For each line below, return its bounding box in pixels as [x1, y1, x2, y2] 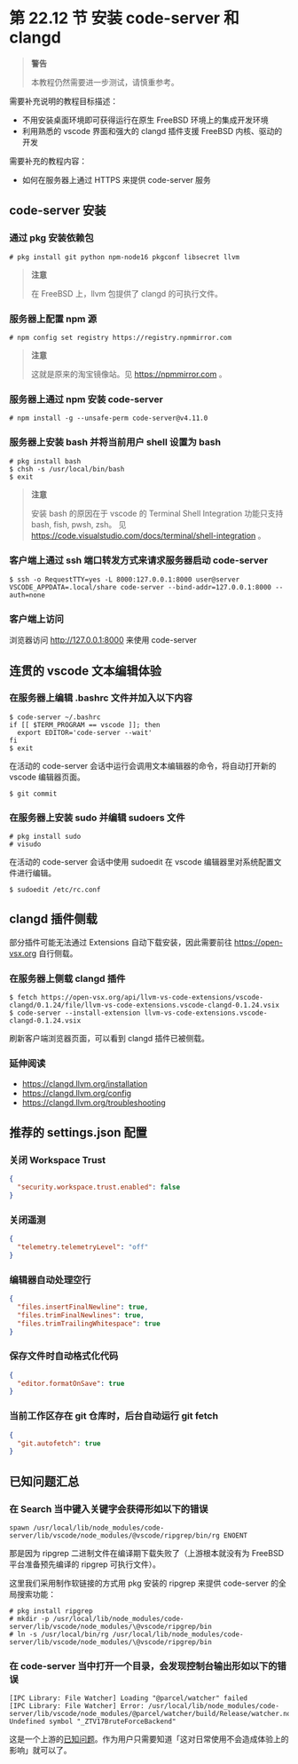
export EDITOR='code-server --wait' [17, 728, 153, 737]
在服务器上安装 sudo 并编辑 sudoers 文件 [9, 811, 185, 824]
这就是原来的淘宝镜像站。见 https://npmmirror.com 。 [30, 368, 227, 379]
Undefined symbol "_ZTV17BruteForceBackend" [9, 1717, 176, 1727]
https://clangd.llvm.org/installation [21, 1078, 148, 1088]
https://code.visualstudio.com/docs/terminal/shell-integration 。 [30, 530, 266, 541]
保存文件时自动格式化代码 [9, 1350, 119, 1363]
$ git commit [9, 789, 58, 798]
